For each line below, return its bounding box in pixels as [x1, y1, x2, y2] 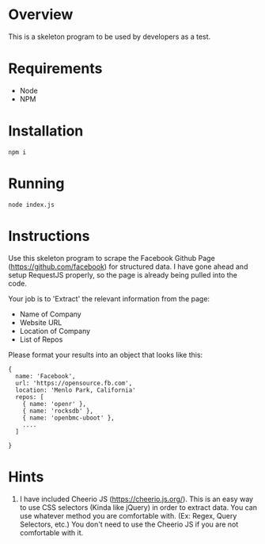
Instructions [8, 227, 90, 245]
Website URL [19, 317, 62, 327]
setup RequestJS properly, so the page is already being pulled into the [8, 270, 237, 279]
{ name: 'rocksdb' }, [22, 407, 93, 415]
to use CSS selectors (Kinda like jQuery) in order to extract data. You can [19, 502, 257, 512]
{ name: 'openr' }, [22, 400, 87, 408]
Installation [8, 122, 84, 140]
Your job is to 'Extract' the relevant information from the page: [8, 293, 210, 303]
